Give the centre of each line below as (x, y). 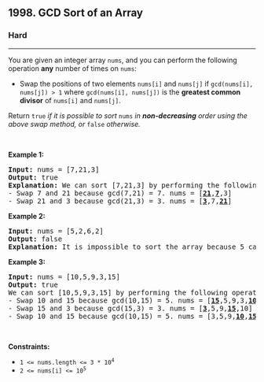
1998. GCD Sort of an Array (76, 13)
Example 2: (27, 216)
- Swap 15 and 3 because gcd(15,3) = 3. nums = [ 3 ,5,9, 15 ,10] (130, 308)
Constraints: (29, 347)
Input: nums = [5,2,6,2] (56, 231)
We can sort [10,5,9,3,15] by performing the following (118, 292)
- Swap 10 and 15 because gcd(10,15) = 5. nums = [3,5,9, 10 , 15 (132, 316)
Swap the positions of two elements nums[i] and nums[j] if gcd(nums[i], (136, 83)
